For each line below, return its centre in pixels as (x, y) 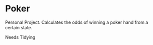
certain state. (19, 27)
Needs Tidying (20, 37)
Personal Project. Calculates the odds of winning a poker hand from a (77, 22)
